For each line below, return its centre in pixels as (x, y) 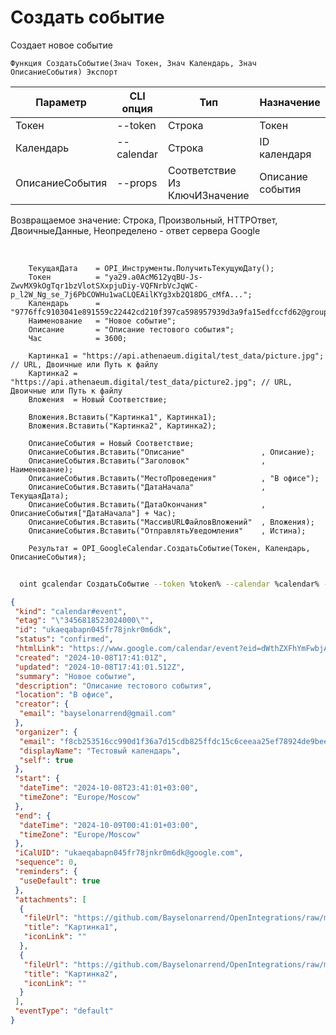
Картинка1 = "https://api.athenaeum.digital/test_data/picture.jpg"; (176, 356)
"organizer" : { (46, 732)
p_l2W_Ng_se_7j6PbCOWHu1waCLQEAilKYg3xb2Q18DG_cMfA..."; (131, 294)
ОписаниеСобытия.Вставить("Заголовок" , (147, 461)
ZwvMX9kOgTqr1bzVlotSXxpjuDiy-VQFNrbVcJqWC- (104, 286)
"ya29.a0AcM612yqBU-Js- (153, 277)
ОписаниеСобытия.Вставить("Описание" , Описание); (171, 452)
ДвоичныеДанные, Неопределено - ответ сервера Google (135, 230)
